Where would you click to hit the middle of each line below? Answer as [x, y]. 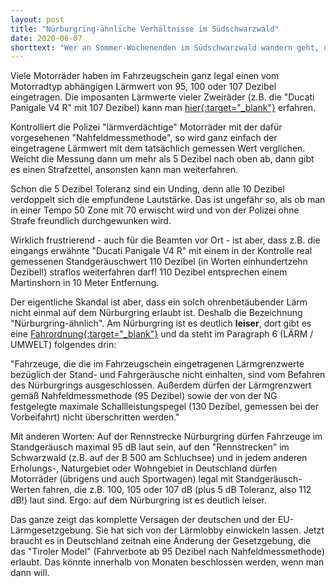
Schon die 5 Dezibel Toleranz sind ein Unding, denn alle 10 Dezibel [147, 189]
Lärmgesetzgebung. [52, 530]
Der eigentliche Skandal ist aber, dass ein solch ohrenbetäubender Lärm [159, 302]
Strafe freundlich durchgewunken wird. [91, 221]
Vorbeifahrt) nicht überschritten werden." [95, 417]
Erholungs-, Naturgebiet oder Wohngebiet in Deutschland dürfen [144, 468]
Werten [25, 490]
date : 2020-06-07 [46, 38]
